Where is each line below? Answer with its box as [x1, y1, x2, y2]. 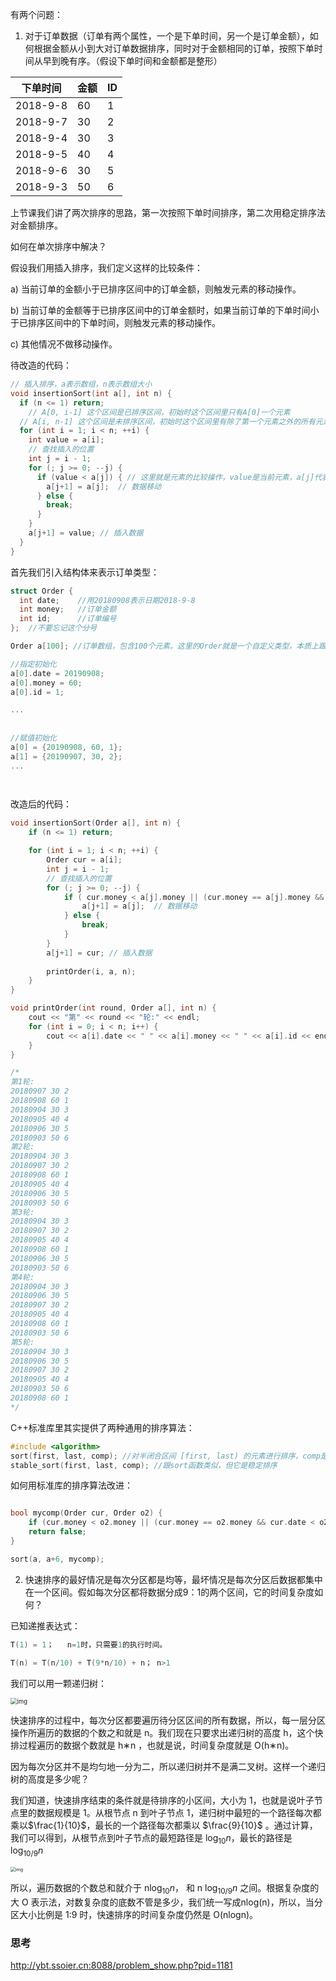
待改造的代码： [10, 359, 72, 371]
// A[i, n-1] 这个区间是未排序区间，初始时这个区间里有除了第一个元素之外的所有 [19, 416, 316, 427]
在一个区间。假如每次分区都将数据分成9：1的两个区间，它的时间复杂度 [24, 1586, 315, 1598]
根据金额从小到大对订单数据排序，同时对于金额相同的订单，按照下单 [33, 43, 315, 54]
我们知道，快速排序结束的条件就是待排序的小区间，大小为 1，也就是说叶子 [10, 1794, 315, 1806]
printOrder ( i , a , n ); [46, 966, 137, 977]
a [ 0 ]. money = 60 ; [10, 678, 83, 688]
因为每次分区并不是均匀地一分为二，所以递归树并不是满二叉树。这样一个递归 [10, 1760, 326, 1772]
